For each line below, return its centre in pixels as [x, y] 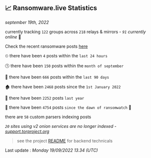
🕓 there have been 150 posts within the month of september [64, 66]
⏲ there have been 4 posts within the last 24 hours [56, 55]
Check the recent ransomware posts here [46, 46]
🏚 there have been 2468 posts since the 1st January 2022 [63, 87]
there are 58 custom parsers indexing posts [48, 117]
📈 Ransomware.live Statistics [51, 8]
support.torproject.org [27, 131]
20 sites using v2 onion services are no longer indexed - [61, 126]
